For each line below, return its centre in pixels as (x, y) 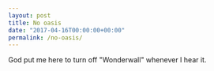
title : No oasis (35, 23)
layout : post (30, 15)
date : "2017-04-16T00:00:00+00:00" (67, 30)
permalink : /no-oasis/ (45, 37)
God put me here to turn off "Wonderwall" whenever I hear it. (107, 60)
